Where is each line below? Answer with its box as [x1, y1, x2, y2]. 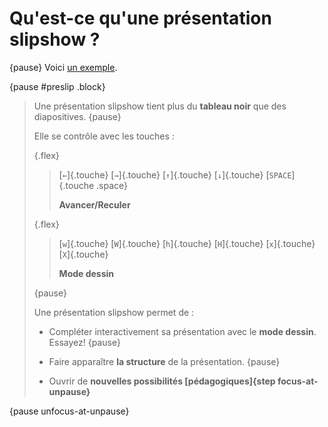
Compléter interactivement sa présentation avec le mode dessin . [48, 325, 317, 337]
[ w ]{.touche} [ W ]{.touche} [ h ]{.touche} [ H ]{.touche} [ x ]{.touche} [58, 237, 316, 249]
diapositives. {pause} [33, 110, 122, 122]
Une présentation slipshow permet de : [33, 306, 195, 318]
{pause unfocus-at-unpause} [9, 405, 130, 417]
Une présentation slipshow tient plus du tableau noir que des [33, 100, 287, 112]
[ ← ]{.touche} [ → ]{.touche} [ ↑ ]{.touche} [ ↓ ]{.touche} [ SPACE [58, 168, 292, 181]
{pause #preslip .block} [9, 80, 106, 92]
